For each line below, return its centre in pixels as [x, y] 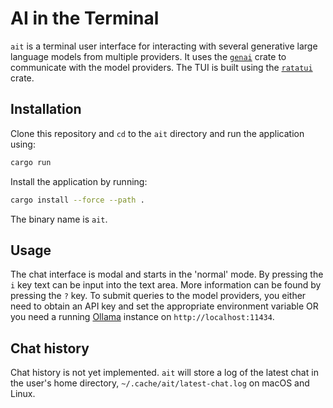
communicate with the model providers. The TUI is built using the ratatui [161, 67]
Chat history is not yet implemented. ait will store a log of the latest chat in [164, 373]
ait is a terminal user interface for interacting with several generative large [164, 46]
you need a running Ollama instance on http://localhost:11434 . [142, 317]
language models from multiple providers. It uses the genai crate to [148, 56]
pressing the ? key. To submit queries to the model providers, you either [158, 296]
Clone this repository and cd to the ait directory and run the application [157, 133]
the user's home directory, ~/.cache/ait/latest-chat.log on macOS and [160, 383]
